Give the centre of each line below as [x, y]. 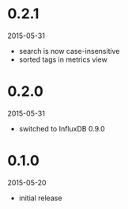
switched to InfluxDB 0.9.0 [62, 128]
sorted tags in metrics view [63, 59]
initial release [40, 198]
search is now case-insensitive [69, 51]
